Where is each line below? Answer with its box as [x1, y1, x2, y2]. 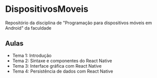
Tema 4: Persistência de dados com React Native [12, 68, 113, 74]
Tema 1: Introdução [12, 52, 52, 58]
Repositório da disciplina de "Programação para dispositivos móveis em [5, 20, 153, 26]
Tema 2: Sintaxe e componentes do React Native [12, 58, 112, 64]
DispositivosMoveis [5, 3, 88, 15]
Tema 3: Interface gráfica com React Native [12, 63, 102, 69]
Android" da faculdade [5, 25, 52, 31]
